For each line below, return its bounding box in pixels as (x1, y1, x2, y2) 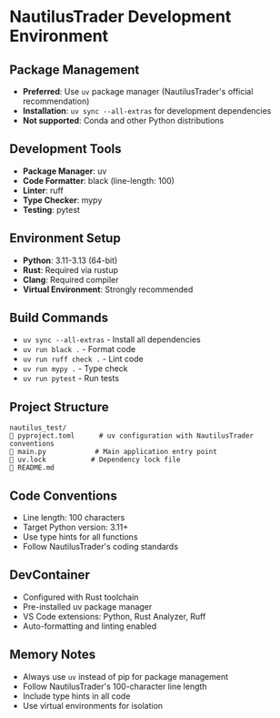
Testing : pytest (22, 204, 80, 215)
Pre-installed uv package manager (22, 601, 153, 612)
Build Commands (9, 310, 109, 326)
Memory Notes (9, 647, 96, 662)
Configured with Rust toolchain (22, 592, 139, 602)
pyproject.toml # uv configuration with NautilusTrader (9, 431, 255, 440)
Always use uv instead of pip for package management (22, 671, 229, 682)
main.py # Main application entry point (9, 448, 218, 457)
